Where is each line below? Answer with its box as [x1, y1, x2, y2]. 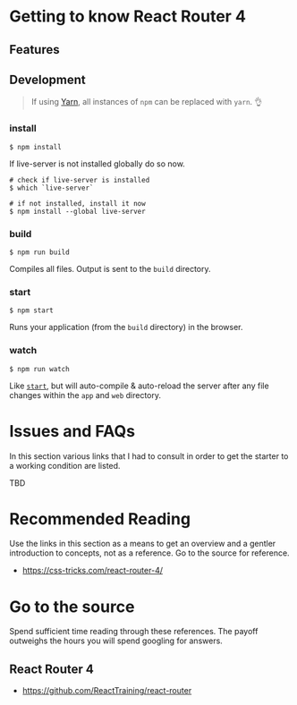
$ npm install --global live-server [9, 207, 146, 216]
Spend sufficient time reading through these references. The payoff [9, 626, 259, 637]
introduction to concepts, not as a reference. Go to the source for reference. [9, 548, 290, 558]
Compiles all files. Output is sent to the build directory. [9, 263, 212, 274]
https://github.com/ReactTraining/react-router [21, 685, 192, 696]
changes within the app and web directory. [9, 389, 162, 400]
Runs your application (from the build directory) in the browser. [9, 322, 243, 333]
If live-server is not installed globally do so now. [9, 158, 185, 169]
